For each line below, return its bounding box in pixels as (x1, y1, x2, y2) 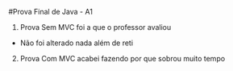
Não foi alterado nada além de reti (19, 38, 134, 48)
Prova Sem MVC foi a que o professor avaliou (19, 23, 172, 31)
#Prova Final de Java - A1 (8, 7, 93, 16)
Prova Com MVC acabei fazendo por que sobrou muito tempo (19, 54, 226, 63)
